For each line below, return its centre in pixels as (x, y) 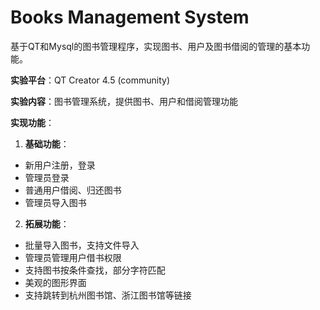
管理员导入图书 (55, 202)
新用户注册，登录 (60, 165)
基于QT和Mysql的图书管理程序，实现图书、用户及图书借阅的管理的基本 (156, 46)
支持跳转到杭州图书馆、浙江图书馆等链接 (108, 295)
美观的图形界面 (55, 282)
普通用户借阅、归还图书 (73, 190)
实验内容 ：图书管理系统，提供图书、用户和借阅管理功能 (124, 101)
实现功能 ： (32, 122)
